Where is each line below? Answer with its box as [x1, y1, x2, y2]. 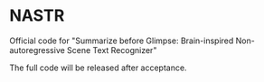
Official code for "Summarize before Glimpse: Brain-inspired [9, 35, 234, 46]
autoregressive [9, 44, 65, 55]
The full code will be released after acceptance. [9, 62, 187, 73]
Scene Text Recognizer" [66, 44, 157, 55]
